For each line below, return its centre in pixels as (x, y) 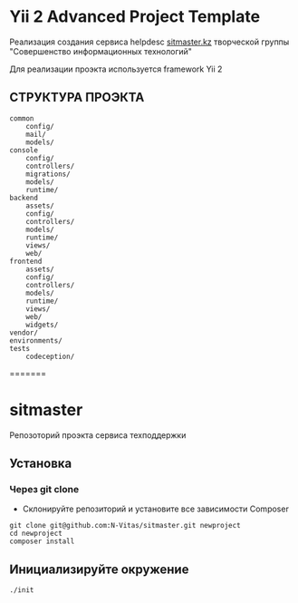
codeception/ (50, 356)
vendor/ (24, 333)
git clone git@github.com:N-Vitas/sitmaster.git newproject (125, 526)
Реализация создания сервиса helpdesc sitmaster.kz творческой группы (149, 42)
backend (24, 198)
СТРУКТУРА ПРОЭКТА (77, 97)
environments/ (36, 340)
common (22, 118)
